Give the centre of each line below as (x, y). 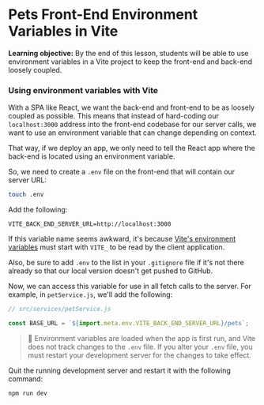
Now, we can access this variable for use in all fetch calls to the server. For (130, 287)
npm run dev (28, 393)
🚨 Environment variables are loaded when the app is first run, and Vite (141, 338)
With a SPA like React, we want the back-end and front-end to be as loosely (132, 107)
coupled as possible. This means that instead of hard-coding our (113, 116)
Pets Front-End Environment (103, 15)
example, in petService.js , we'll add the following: (91, 294)
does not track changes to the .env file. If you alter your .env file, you (140, 347)
